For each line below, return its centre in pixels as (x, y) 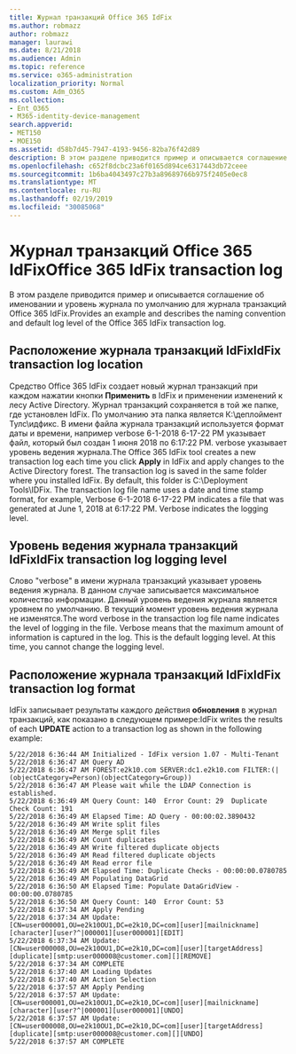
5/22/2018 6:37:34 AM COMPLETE (67, 964)
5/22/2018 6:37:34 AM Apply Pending (77, 910)
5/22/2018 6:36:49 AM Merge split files (85, 832)
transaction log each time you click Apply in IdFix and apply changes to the (147, 461)
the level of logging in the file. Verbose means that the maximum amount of (146, 628)
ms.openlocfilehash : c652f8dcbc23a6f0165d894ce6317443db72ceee (129, 166)
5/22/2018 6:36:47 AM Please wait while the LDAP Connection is (130, 786)
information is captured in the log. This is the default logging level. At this (143, 637)
